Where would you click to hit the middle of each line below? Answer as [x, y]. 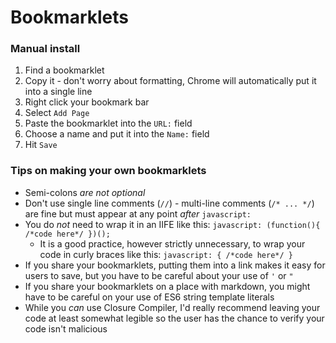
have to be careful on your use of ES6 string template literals [149, 297]
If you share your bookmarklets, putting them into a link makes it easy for [175, 265]
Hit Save [41, 145]
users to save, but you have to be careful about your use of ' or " [159, 275]
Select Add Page [57, 113]
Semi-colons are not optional [85, 192]
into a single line [58, 92]
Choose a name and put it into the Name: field [117, 134]
